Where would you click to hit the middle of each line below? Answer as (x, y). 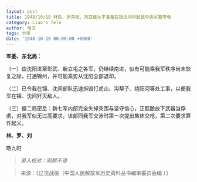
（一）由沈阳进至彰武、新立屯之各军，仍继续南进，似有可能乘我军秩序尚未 (96, 69)
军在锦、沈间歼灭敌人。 (34, 96)
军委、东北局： (24, 56)
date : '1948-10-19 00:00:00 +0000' (50, 39)
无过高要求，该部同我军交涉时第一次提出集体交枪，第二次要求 (111, 116)
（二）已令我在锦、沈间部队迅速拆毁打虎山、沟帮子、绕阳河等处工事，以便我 (98, 88)
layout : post (22, 11)
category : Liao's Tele (34, 22)
